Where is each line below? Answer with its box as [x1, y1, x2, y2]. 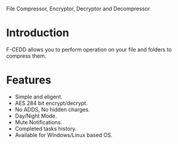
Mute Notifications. [14, 118, 62, 125]
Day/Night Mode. [14, 112, 57, 119]
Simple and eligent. [14, 93, 63, 100]
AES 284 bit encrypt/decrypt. [14, 99, 88, 107]
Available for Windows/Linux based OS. [14, 131, 113, 139]
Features [6, 73, 52, 87]
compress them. [6, 52, 47, 59]
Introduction [6, 26, 70, 40]
